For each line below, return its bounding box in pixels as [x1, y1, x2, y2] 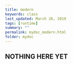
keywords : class [5, 12, 38, 17]
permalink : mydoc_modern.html [5, 30, 67, 35]
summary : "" [5, 25, 29, 30]
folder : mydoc [5, 35, 34, 40]
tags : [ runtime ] [5, 21, 38, 26]
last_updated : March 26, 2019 [5, 16, 67, 21]
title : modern [5, 7, 34, 12]
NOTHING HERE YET [5, 52, 68, 61]
